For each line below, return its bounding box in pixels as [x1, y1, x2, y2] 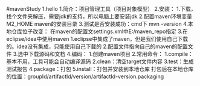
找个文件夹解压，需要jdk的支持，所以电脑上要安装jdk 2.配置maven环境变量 [6, 13, 192, 20]
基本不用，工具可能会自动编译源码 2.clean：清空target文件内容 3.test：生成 [6, 58, 195, 65]
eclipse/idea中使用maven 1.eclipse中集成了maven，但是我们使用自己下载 [6, 35, 189, 42]
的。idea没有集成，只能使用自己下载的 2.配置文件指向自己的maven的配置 [6, 43, 189, 50]
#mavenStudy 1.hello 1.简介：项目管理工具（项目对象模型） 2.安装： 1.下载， [6, 5, 196, 12]
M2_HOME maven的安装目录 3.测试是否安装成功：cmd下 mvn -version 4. [6, 20, 189, 27]
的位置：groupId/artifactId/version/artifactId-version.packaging [6, 73, 164, 80]
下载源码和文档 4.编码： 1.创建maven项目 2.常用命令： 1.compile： [28, 51, 193, 57]
